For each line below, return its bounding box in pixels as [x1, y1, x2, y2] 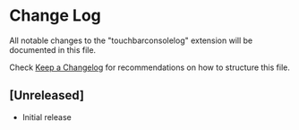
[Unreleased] [9, 88, 85, 103]
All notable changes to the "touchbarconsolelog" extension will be [9, 35, 253, 46]
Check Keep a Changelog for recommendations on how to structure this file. [9, 62, 291, 73]
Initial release [21, 111, 72, 122]
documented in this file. [9, 44, 97, 55]
